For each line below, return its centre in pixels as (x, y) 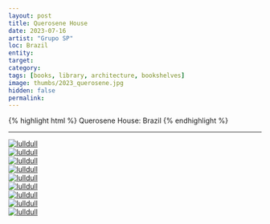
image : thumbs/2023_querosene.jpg (66, 83)
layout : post (30, 16)
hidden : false (32, 90)
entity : (21, 53)
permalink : (27, 98)
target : (21, 61)
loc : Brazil (28, 46)
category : (25, 68)
